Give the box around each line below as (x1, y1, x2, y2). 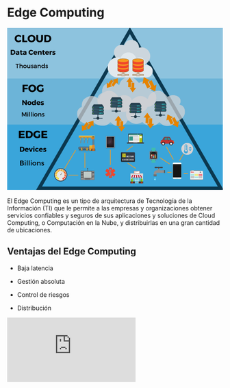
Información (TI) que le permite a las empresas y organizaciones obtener (7, 204, 213, 212)
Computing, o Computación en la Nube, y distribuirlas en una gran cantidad (7, 218, 220, 227)
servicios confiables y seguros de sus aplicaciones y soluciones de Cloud (7, 211, 216, 219)
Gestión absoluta (16, 277, 65, 285)
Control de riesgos (16, 290, 70, 299)
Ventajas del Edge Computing (7, 245, 137, 258)
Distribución (16, 304, 51, 312)
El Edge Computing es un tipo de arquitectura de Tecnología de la (7, 197, 193, 205)
